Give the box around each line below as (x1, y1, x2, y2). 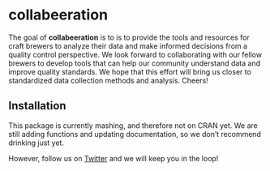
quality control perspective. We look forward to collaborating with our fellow (8, 49, 262, 59)
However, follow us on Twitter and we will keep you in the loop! (8, 153, 219, 163)
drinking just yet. (8, 138, 65, 147)
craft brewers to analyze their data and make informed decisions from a (8, 41, 248, 50)
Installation (8, 99, 66, 113)
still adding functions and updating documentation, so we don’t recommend (8, 129, 262, 139)
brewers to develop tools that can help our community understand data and (8, 58, 261, 68)
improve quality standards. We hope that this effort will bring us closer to (8, 66, 251, 76)
